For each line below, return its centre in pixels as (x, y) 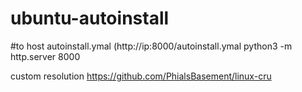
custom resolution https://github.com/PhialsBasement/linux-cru (141, 76)
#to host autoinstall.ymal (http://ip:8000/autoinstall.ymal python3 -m (151, 46)
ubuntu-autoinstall (90, 18)
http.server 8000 (45, 56)
